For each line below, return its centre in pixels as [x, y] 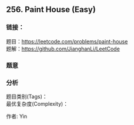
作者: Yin [17, 116]
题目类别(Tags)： [27, 96]
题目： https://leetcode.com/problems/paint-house [67, 41]
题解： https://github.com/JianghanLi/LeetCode [63, 49]
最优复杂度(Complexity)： [37, 104]
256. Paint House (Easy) [51, 10]
